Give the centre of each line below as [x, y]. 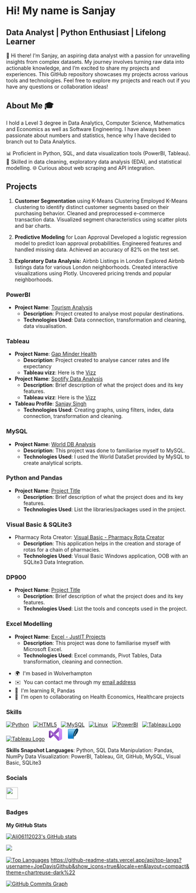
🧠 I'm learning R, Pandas [45, 690]
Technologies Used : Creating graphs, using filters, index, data [99, 410]
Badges [17, 812]
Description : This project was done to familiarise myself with [97, 643]
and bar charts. [33, 225]
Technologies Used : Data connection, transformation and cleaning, [104, 320]
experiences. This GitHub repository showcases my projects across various [97, 74]
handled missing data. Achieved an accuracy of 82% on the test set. [97, 249]
